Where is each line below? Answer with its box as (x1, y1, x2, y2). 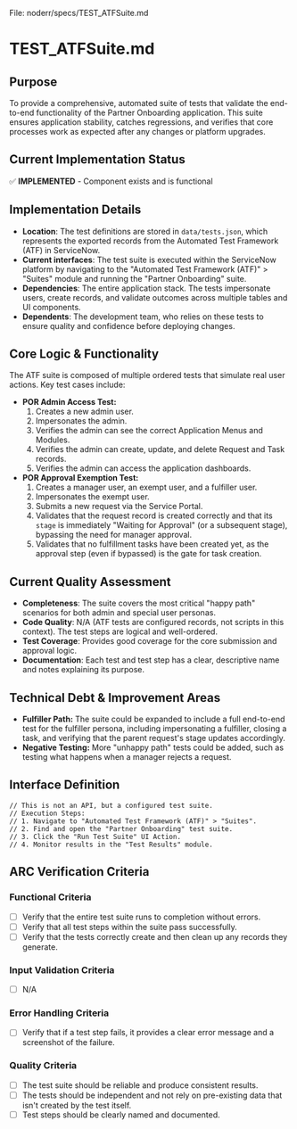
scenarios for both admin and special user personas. (21, 607, 217, 618)
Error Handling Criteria (9, 1007, 110, 1019)
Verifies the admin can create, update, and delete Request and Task (35, 444, 285, 455)
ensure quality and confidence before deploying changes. (21, 320, 235, 331)
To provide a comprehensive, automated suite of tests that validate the (9, 98, 269, 108)
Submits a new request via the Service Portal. (35, 501, 203, 512)
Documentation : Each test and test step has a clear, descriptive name (21, 655, 280, 665)
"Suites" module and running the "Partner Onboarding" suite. (21, 273, 247, 284)
